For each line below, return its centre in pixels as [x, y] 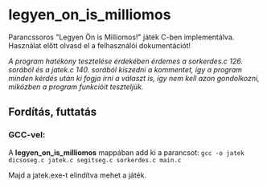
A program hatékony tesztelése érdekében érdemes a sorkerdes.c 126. [126, 61]
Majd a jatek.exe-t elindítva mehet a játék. [78, 175]
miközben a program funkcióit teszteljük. [76, 87]
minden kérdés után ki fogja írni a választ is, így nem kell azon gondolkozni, [134, 78]
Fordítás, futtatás [53, 112]
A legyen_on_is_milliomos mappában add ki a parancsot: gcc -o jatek [127, 152]
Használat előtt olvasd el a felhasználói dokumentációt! [100, 45]
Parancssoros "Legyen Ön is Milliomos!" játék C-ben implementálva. [121, 37]
